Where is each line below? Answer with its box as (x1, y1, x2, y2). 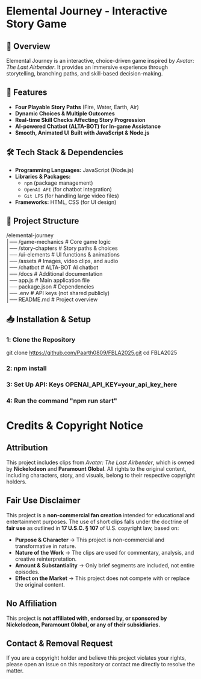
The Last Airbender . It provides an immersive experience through (6, 63, 169, 71)
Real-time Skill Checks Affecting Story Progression (14, 116, 146, 123)
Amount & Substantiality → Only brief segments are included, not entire (14, 561, 195, 569)
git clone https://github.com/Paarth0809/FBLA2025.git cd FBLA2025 (6, 349, 178, 357)
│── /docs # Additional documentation (6, 270, 103, 278)
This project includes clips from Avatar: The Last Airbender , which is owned (6, 459, 195, 466)
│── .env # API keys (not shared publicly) (6, 290, 110, 297)
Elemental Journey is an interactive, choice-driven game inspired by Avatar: (6, 57, 194, 64)
